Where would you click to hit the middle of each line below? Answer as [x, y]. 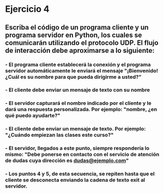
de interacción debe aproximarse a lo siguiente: [80, 50]
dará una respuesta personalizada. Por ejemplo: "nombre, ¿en [81, 110]
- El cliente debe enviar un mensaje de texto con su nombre [78, 90]
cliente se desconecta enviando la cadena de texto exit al [75, 180]
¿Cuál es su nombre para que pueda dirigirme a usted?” [73, 77]
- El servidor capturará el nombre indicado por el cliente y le [78, 103]
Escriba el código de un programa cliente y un [77, 27]
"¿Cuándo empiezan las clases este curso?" [59, 135]
